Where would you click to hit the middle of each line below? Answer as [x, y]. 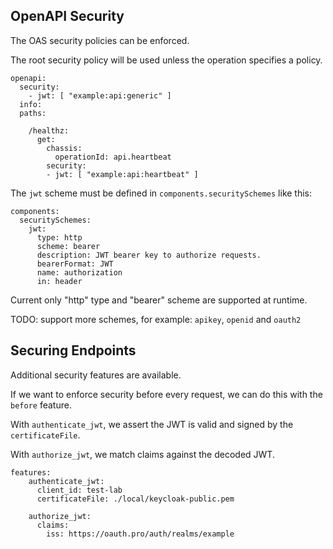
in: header [59, 281]
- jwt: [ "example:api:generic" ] [100, 95]
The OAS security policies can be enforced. [100, 40]
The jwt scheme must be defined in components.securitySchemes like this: [161, 193]
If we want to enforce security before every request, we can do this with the [166, 394]
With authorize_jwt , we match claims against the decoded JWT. [142, 454]
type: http [59, 237]
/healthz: [49, 130]
